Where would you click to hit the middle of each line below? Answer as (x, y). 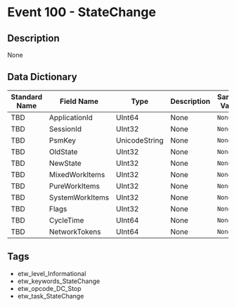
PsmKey (63, 140)
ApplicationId (71, 117)
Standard (27, 97)
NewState (65, 163)
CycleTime (66, 220)
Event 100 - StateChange (82, 12)
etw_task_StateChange (51, 296)
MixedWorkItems (77, 174)
